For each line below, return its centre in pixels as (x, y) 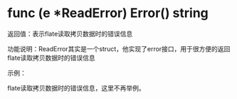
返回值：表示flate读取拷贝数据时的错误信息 (70, 33)
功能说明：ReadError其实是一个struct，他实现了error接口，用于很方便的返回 (119, 48)
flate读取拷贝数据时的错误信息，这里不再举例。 (77, 88)
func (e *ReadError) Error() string (108, 13)
